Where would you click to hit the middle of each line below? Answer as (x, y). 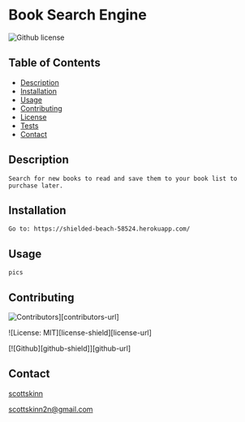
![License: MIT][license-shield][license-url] (80, 333)
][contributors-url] (88, 317)
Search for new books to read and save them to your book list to (123, 179)
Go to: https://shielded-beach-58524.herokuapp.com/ (99, 229)
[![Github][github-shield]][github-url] (70, 348)
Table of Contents (55, 63)
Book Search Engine (78, 15)
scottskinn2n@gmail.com (51, 409)
